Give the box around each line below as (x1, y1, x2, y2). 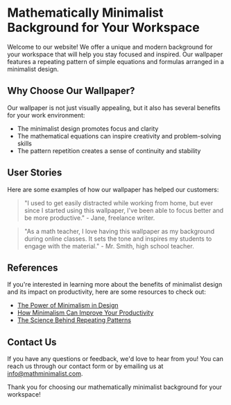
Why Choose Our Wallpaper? (7, 85, 135, 97)
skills (17, 139, 33, 148)
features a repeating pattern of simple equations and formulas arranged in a (7, 57, 224, 65)
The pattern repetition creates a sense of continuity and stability (17, 146, 201, 154)
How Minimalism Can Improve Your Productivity (17, 308, 154, 317)
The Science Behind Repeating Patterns (17, 316, 132, 324)
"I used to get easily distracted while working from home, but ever (24, 198, 214, 207)
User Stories (7, 167, 62, 179)
